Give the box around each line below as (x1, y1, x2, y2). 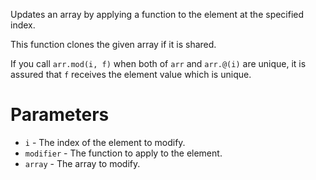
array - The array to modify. (24, 157, 141, 169)
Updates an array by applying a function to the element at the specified (10, 9, 305, 20)
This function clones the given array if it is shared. (10, 39, 217, 50)
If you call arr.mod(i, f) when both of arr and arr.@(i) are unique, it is (10, 58, 307, 69)
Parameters (10, 104, 110, 126)
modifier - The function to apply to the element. (24, 147, 223, 159)
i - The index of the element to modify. (24, 136, 186, 148)
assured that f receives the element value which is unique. (10, 69, 252, 80)
